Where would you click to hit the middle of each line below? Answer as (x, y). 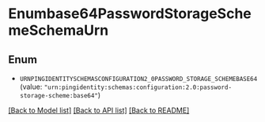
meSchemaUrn (59, 30)
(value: (31, 87)
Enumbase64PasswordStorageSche (130, 14)
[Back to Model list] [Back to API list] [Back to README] (99, 110)
